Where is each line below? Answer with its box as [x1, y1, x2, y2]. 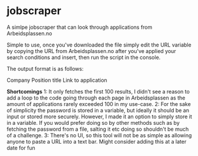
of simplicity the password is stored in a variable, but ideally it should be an [6, 107, 189, 114]
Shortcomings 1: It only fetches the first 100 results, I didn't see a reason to [6, 88, 190, 95]
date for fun [6, 144, 36, 151]
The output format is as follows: [6, 65, 84, 72]
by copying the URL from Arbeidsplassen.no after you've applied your [6, 47, 176, 54]
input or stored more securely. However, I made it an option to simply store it [6, 113, 192, 120]
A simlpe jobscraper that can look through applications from [6, 24, 153, 31]
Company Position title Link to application [6, 77, 108, 84]
